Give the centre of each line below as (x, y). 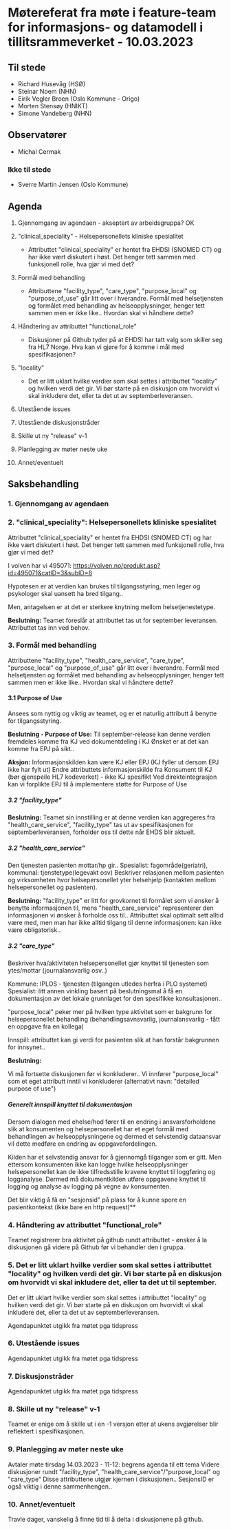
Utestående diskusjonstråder (59, 422)
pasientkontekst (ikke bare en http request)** (72, 1207)
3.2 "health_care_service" (46, 848)
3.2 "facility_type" (35, 800)
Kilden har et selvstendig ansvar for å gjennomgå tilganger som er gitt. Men (115, 1157)
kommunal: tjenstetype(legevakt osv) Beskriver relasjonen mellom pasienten (116, 872)
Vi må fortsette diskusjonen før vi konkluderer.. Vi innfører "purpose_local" (113, 1073)
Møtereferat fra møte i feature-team (112, 13)
